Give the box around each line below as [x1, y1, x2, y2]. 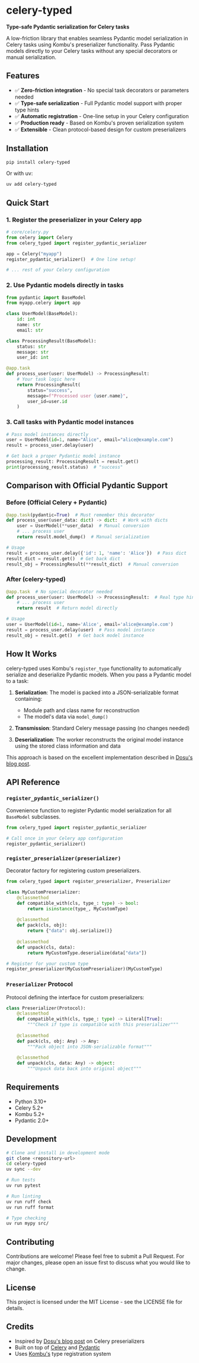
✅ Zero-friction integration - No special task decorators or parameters [14, 87, 190, 94]
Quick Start [6, 198, 49, 208]
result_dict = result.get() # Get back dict [6, 555, 120, 561]
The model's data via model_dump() [23, 713, 108, 720]
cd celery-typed [6, 1161, 46, 1167]
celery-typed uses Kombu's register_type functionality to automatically [6, 665, 182, 672]
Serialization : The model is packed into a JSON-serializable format [14, 689, 179, 696]
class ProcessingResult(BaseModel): [6, 338, 97, 344]
